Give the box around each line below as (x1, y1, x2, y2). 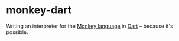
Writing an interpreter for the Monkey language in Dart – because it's (6, 23, 173, 29)
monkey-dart (6, 3, 72, 17)
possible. (6, 28, 28, 35)
